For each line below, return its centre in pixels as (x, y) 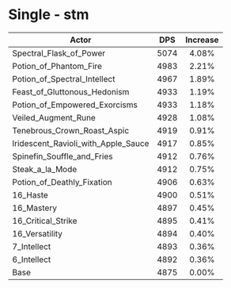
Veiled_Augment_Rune (54, 117)
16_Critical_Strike (45, 221)
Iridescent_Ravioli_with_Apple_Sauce (81, 143)
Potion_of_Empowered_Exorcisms (75, 105)
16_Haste (30, 194)
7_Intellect (32, 246)
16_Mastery (35, 208)
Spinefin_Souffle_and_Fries (62, 156)
